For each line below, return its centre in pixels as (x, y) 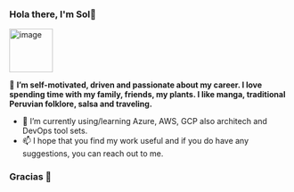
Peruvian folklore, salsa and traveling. (81, 104)
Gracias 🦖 (30, 177)
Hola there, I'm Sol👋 (53, 14)
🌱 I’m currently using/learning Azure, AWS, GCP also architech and (144, 121)
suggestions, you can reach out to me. (93, 154)
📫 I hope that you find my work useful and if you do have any (135, 141)
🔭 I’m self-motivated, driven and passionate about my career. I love (136, 85)
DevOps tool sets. (55, 131)
